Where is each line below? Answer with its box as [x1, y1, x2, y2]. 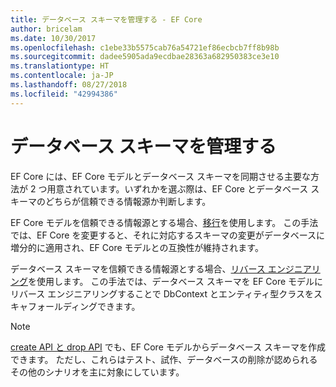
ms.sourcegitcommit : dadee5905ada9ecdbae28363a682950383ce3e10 [10, 52, 280, 62]
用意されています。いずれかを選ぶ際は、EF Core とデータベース [46, 182, 309, 195]
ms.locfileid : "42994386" [10, 89, 118, 99]
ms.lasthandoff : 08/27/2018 [10, 80, 128, 90]
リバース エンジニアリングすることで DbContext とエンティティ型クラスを [10, 287, 315, 300]
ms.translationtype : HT [10, 61, 110, 71]
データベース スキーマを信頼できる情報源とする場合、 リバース [10, 262, 266, 275]
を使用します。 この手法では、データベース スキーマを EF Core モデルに [28, 275, 324, 287]
